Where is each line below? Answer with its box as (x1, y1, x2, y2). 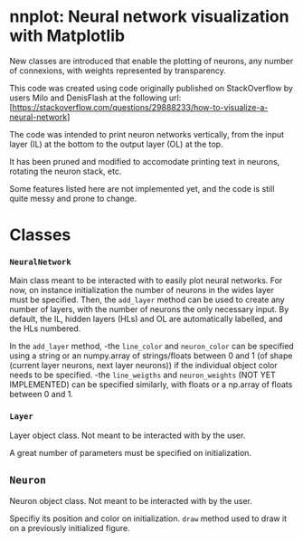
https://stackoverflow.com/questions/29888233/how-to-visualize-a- (12, 101, 269, 112)
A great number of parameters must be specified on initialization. (9, 447, 251, 458)
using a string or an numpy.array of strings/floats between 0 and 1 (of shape (9, 350, 293, 361)
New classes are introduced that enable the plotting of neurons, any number (9, 55, 294, 66)
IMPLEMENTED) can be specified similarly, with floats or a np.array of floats (9, 379, 293, 390)
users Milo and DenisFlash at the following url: (9, 92, 182, 103)
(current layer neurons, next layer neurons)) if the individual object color (9, 360, 278, 371)
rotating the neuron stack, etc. (9, 166, 122, 176)
